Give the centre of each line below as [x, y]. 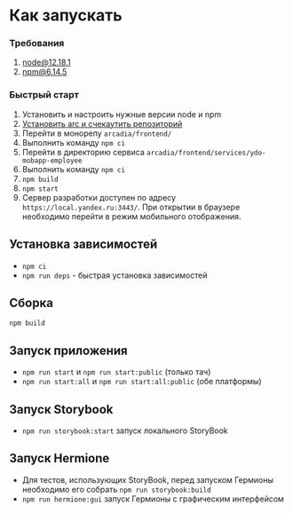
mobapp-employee [52, 161]
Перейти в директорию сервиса [83, 152]
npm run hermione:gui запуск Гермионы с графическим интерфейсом [153, 499]
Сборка [31, 303]
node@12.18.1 [46, 62]
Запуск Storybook [61, 409]
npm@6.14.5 [44, 72]
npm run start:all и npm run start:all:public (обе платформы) [142, 382]
